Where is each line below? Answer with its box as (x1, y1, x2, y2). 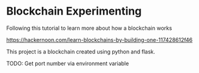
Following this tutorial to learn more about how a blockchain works (6, 24, 172, 32)
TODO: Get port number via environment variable (6, 60, 129, 67)
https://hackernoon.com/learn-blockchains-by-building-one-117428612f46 (6, 36, 193, 43)
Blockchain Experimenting (6, 4, 142, 18)
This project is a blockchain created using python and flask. (6, 47, 156, 55)
